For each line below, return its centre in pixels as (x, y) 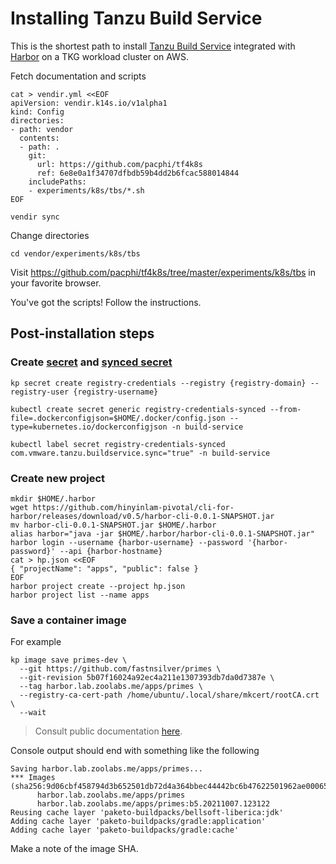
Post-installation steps (82, 333)
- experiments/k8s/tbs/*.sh (86, 190)
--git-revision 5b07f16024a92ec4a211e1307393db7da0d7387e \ (147, 678)
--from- (285, 409)
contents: (39, 138)
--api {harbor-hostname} (111, 551)
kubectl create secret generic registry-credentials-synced (138, 409)
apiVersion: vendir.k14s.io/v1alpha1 (89, 103)
